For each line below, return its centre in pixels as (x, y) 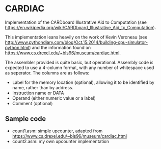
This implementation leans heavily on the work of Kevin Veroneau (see (76, 37)
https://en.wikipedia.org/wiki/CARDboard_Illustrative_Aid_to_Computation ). (80, 27)
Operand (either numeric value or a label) (54, 98)
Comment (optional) (32, 103)
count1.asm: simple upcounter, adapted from (57, 131)
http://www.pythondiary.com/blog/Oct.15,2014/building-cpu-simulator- (77, 42)
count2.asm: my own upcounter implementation (61, 141)
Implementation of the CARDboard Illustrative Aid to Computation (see (76, 22)
